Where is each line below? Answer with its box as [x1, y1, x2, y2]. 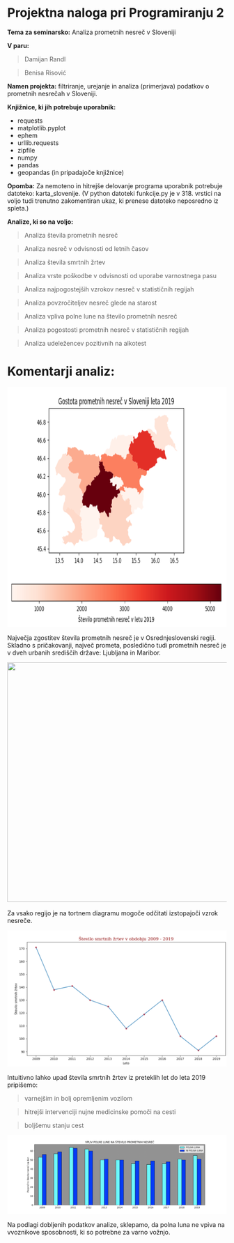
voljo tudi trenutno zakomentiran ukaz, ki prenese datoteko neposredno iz [7, 197, 219, 205]
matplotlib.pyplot [17, 123, 66, 132]
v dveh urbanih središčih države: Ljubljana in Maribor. [7, 648, 162, 657]
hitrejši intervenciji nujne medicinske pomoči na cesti [24, 1107, 176, 1116]
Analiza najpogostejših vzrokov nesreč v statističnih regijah [24, 284, 194, 293]
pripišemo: [7, 1081, 38, 1089]
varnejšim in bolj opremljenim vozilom [24, 1094, 133, 1102]
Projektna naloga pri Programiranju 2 [7, 5, 224, 21]
